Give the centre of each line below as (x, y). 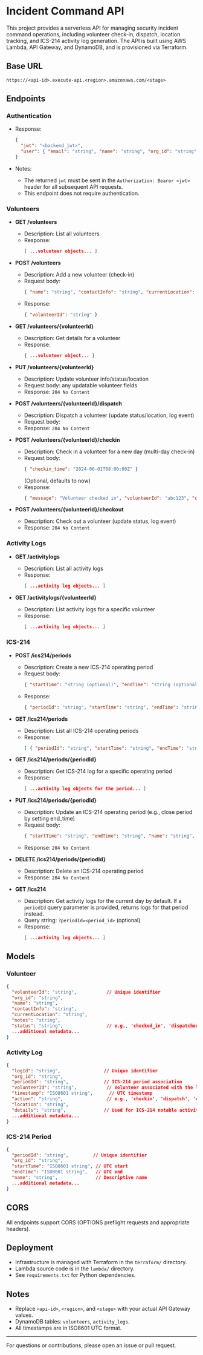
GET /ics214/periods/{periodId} (56, 760)
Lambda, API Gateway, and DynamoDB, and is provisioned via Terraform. (97, 47)
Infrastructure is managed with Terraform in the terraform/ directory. (101, 1262)
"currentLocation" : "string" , (50, 1015)
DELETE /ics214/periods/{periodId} (60, 859)
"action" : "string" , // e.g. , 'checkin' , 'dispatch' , (101, 1099)
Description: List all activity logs (64, 568)
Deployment (30, 1248)
